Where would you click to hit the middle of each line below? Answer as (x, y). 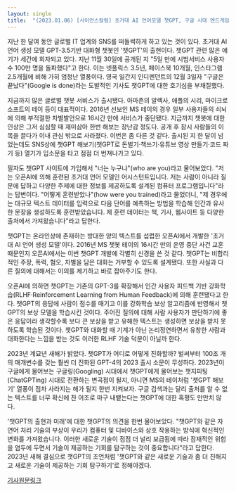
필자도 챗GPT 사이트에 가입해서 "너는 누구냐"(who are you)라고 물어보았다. (111, 168)
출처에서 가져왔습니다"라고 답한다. (54, 221)
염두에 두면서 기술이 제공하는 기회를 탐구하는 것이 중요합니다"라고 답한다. (114, 447)
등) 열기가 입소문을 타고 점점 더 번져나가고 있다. (79, 153)
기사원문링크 (25, 480)
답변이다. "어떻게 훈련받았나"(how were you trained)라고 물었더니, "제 (111, 194)
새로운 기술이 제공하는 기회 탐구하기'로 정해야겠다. (83, 465)
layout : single (29, 14)
